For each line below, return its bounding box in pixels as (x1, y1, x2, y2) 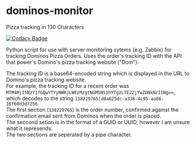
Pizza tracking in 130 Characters (6, 23, 84, 30)
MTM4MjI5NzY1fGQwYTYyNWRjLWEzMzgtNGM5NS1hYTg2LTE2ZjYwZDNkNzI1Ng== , (6, 88, 176, 95)
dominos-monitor (6, 4, 94, 18)
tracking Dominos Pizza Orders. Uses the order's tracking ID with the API (6, 52, 182, 59)
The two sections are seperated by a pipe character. (6, 131, 132, 138)
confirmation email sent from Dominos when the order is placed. (6, 112, 161, 119)
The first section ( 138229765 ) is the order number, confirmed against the (6, 106, 179, 113)
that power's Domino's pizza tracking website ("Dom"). (6, 59, 139, 66)
